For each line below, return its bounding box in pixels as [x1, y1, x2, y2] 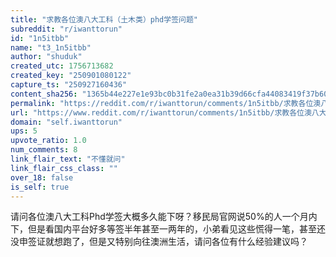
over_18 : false [10, 172, 74, 183]
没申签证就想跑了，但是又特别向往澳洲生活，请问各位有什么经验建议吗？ [10, 236, 308, 248]
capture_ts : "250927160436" [10, 80, 128, 90]
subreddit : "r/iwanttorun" [10, 24, 123, 34]
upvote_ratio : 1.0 [10, 136, 87, 146]
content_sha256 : [10, 89, 78, 99]
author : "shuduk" [10, 52, 83, 62]
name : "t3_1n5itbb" [10, 42, 92, 53]
